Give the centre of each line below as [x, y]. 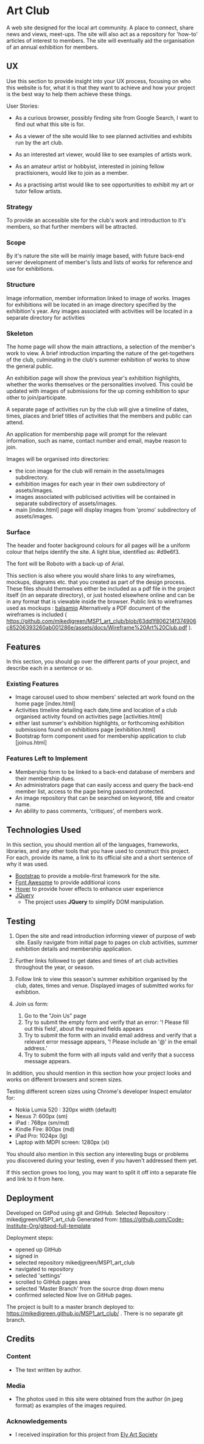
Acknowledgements [37, 1421]
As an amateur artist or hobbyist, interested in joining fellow [90, 166]
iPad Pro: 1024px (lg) [41, 1136]
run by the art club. [39, 142]
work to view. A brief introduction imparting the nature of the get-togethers [100, 353]
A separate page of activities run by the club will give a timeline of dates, [97, 409]
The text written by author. [48, 1369]
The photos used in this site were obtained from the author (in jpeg [99, 1399]
